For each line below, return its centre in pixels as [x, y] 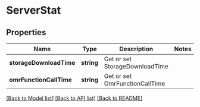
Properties [26, 32]
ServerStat [34, 10]
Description [136, 49]
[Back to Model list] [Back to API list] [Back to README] [74, 98]
